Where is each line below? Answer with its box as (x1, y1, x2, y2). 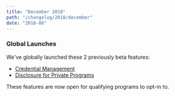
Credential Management (14, 65, 75, 72)
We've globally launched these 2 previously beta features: (6, 53, 150, 61)
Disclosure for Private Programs (14, 71, 94, 79)
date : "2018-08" (6, 20, 47, 26)
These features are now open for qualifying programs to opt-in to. (6, 83, 170, 90)
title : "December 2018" (6, 8, 66, 15)
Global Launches (6, 40, 57, 48)
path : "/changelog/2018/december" (6, 14, 93, 20)
